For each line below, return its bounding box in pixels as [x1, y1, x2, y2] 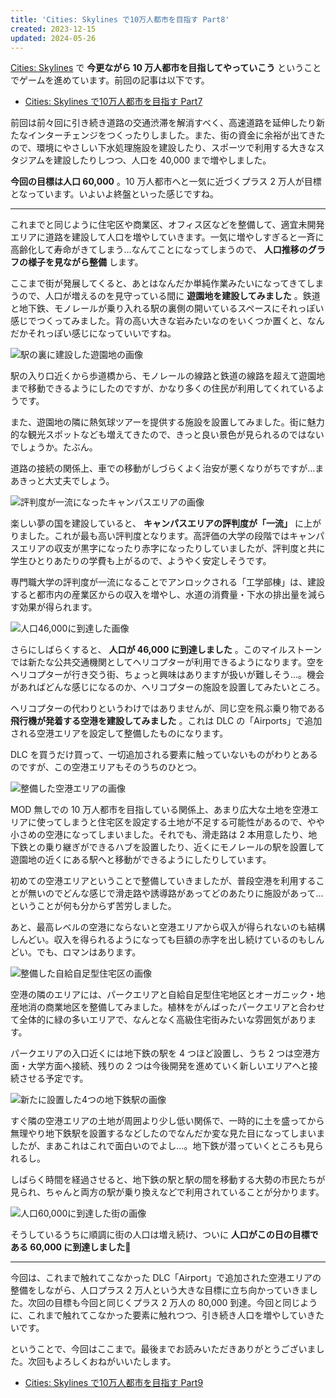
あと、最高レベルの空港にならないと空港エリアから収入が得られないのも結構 [10, 921, 326, 933]
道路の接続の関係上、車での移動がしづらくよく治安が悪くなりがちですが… [10, 462, 316, 475]
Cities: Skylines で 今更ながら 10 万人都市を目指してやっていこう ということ [10, 62, 322, 74]
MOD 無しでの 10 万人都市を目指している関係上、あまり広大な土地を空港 [10, 804, 310, 816]
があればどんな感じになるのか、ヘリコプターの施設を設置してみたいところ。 [10, 681, 326, 693]
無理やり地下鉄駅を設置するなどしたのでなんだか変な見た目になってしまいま [10, 1127, 326, 1140]
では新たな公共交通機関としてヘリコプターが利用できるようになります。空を [10, 656, 325, 668]
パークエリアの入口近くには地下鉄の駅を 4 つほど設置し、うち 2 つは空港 [10, 1047, 312, 1060]
